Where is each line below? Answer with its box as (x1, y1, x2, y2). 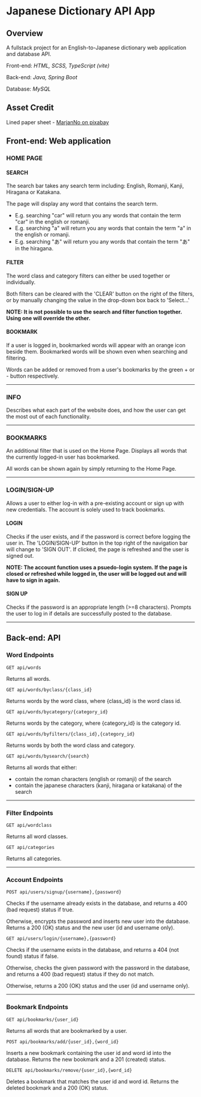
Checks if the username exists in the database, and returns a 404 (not (6, 946, 179, 953)
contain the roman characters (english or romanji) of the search (14, 775, 172, 782)
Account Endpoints (6, 875, 63, 884)
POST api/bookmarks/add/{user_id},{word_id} (6, 1039, 119, 1045)
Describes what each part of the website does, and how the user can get (6, 406, 186, 414)
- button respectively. (6, 372, 59, 379)
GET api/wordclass (6, 823, 52, 829)
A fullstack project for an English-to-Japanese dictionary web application (6, 44, 187, 51)
